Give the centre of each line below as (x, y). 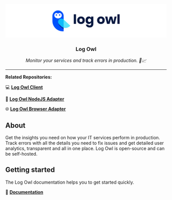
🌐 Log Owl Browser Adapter (36, 109)
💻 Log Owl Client (24, 87)
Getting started (30, 170)
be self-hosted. (21, 154)
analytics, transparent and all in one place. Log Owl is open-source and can (85, 148)
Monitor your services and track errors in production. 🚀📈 (86, 61)
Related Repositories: (29, 77)
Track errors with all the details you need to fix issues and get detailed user (85, 143)
